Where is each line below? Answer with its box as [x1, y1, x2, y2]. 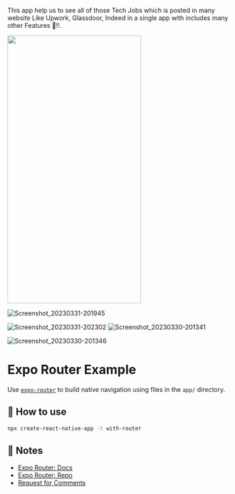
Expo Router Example [7, 362, 137, 378]
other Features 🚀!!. [7, 21, 62, 29]
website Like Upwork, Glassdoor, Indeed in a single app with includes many [7, 14, 229, 22]
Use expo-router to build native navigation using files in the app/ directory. [7, 385, 226, 393]
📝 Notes [7, 445, 43, 457]
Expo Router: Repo [17, 471, 73, 480]
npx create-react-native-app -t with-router [7, 425, 142, 432]
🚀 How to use [7, 406, 67, 418]
